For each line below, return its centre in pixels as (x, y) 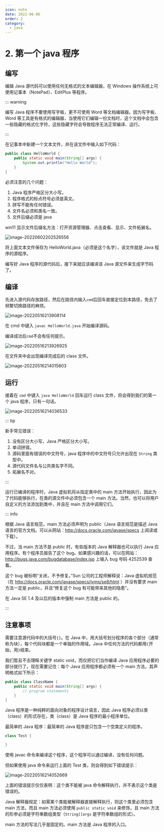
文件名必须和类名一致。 (36, 211)
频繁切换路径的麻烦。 (26, 306)
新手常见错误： (20, 431)
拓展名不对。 (25, 472)
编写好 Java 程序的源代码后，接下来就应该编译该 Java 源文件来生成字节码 (79, 264)
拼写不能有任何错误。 (34, 205)
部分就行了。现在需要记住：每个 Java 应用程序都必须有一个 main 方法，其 (79, 666)
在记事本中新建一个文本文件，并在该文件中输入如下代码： (63, 144)
